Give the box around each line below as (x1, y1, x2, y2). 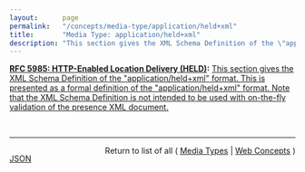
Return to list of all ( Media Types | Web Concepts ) (104, 146, 296, 157)
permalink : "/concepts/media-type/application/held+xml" (9, 22, 238, 31)
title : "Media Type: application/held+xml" (9, 30, 202, 39)
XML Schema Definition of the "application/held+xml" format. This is (9, 73, 266, 84)
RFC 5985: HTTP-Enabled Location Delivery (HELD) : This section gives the (9, 63, 294, 74)
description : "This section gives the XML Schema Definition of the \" (9, 38, 286, 48)
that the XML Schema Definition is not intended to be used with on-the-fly (9, 92, 286, 103)
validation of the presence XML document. (9, 101, 170, 113)
